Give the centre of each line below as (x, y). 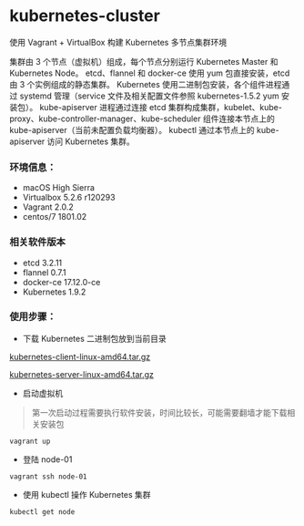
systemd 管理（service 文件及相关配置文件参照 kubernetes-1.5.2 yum (149, 96)
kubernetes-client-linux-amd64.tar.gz (80, 356)
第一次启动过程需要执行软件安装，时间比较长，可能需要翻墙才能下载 (159, 412)
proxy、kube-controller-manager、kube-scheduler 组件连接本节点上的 (142, 119)
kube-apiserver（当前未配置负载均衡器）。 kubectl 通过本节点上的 (132, 129)
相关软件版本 (38, 242)
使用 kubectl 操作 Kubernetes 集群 (87, 494)
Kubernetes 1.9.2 (54, 292)
